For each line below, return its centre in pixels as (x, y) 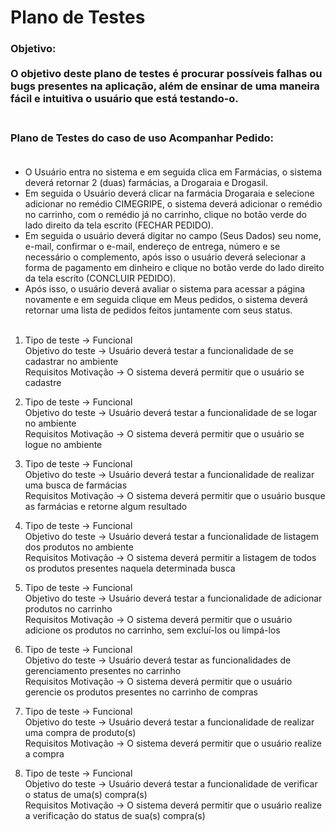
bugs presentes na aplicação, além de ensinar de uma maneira (165, 86)
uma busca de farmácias (76, 485)
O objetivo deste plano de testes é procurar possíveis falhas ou (166, 74)
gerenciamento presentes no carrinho (103, 671)
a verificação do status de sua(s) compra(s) (115, 816)
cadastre (43, 383)
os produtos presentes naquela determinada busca (130, 568)
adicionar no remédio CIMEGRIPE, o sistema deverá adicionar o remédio (173, 204)
